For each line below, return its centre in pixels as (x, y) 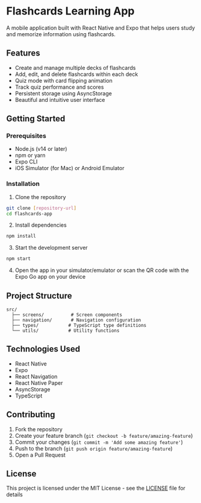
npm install (21, 236)
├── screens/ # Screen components (67, 315)
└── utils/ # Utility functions (66, 331)
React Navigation (36, 376)
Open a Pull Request (40, 455)
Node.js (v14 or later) (41, 149)
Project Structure (39, 296)
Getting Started (36, 119)
